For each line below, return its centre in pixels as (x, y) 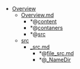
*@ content (43, 21)
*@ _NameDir (55, 60)
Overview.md (37, 15)
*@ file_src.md (56, 53)
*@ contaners (46, 28)
